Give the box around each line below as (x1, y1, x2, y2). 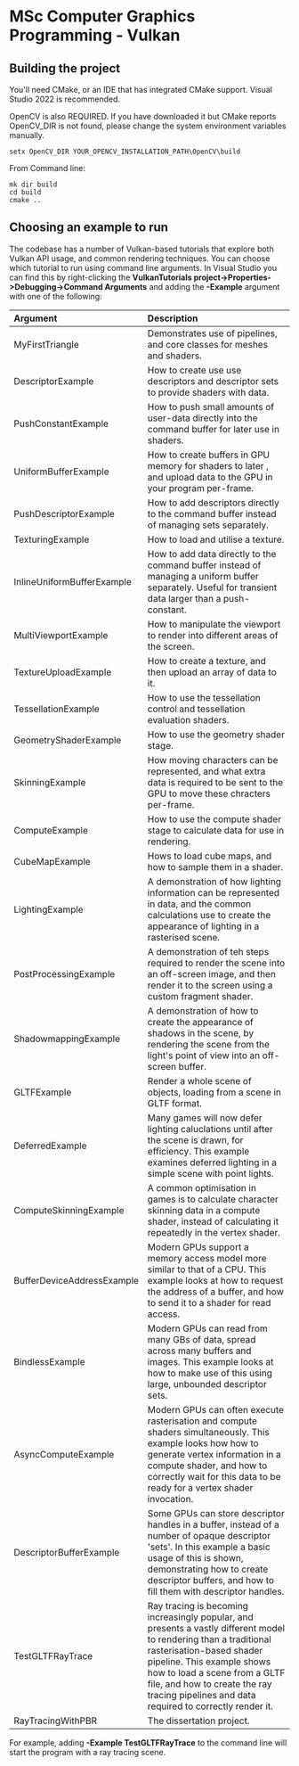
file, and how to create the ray (147, 1678, 273, 1690)
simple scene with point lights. (147, 1167, 274, 1179)
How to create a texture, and (147, 654, 267, 667)
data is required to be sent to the (147, 776, 284, 788)
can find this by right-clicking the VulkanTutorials (9, 272, 193, 283)
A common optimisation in (147, 1181, 256, 1194)
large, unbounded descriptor (147, 1377, 267, 1390)
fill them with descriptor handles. (147, 1585, 285, 1598)
